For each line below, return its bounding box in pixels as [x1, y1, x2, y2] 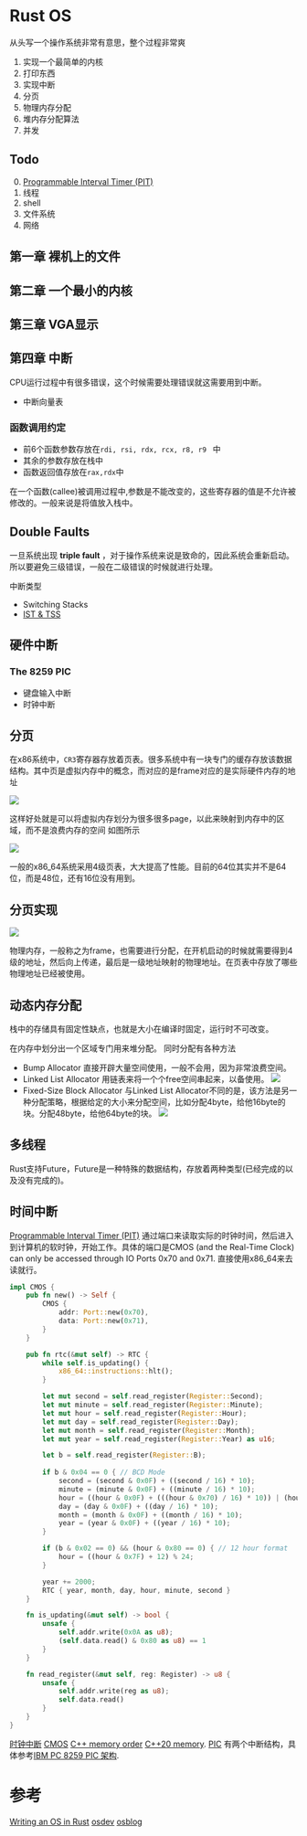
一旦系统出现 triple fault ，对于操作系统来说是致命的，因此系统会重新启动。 [9, 549, 295, 560]
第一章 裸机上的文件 [9, 249, 121, 265]
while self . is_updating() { [42, 1358, 149, 1367]
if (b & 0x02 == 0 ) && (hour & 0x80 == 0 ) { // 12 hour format [42, 1544, 289, 1554]
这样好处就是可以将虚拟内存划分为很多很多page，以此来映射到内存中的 [9, 813, 277, 824]
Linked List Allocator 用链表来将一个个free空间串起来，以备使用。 [22, 1073, 270, 1084]
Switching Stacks [22, 599, 89, 610]
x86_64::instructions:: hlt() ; [58, 1367, 174, 1376]
